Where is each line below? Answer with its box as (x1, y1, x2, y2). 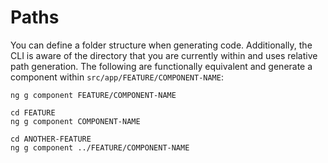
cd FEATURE (10, 107, 56, 118)
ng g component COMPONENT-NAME (10, 116, 141, 126)
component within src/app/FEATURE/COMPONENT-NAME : (10, 71, 224, 83)
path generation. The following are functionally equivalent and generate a (10, 60, 313, 72)
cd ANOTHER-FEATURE (10, 134, 92, 144)
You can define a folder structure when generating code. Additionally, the (10, 39, 313, 51)
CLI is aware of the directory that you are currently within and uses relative (10, 49, 318, 61)
